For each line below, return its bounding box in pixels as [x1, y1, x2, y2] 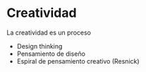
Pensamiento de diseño [16, 49, 86, 58]
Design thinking [16, 42, 63, 50]
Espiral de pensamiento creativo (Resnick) [16, 56, 140, 65]
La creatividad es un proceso [6, 28, 92, 37]
